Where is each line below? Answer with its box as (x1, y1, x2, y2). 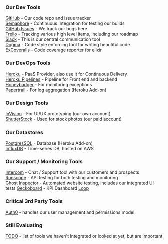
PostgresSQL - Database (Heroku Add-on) (5, 140, 93, 146)
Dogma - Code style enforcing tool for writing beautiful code (5, 42, 130, 48)
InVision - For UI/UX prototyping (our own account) (5, 110, 111, 116)
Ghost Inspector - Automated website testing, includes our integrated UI (5, 180, 154, 186)
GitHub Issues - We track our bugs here (5, 26, 88, 32)
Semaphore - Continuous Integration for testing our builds (5, 20, 125, 26)
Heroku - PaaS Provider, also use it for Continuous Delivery (5, 71, 127, 77)
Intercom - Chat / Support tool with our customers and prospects (5, 169, 139, 175)
